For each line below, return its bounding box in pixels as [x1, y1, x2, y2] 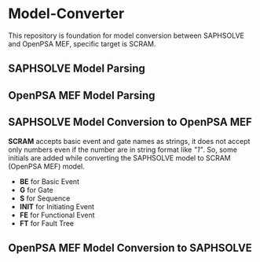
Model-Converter [8, 5, 125, 23]
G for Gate [19, 185, 53, 194]
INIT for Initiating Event [19, 201, 95, 211]
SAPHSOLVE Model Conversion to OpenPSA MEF [8, 116, 253, 129]
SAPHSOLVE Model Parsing [8, 62, 145, 76]
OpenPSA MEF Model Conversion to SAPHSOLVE [8, 241, 253, 254]
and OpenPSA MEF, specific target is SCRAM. [8, 39, 156, 48]
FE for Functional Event [19, 210, 96, 220]
